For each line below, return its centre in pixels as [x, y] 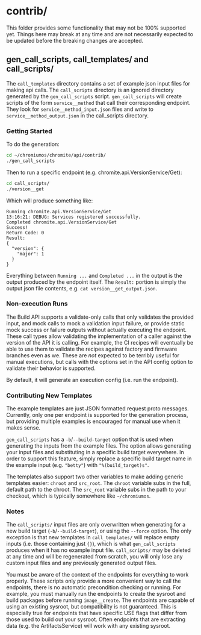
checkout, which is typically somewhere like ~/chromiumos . [79, 496]
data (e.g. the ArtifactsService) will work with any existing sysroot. [88, 626]
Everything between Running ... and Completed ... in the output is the [94, 275]
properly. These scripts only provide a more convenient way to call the [94, 581]
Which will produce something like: [50, 201]
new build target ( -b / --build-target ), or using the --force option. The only [99, 531]
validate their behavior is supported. [51, 368]
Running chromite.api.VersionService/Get [59, 211]
